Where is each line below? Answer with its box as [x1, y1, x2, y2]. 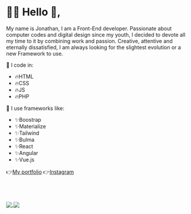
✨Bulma [14, 136, 35, 143]
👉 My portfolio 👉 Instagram [6, 168, 74, 175]
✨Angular [14, 149, 38, 156]
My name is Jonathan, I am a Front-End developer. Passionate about [6, 25, 172, 32]
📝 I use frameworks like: [6, 105, 65, 112]
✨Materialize [14, 122, 46, 129]
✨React [14, 142, 34, 150]
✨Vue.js [14, 156, 35, 163]
